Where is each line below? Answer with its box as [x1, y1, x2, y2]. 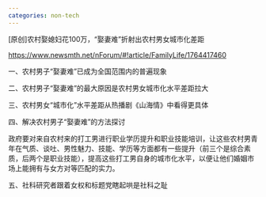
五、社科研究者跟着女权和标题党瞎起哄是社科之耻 [8, 180, 168, 190]
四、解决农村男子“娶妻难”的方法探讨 [8, 116, 126, 127]
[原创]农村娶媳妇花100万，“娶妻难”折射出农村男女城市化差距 [8, 34, 204, 44]
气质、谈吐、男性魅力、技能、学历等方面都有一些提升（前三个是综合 [21, 143, 244, 153]
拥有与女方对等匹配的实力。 [28, 163, 120, 172]
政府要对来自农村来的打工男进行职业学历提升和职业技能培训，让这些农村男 [8, 134, 251, 143]
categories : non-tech [8, 11, 80, 20]
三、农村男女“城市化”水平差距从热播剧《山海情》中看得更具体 [8, 100, 209, 109]
